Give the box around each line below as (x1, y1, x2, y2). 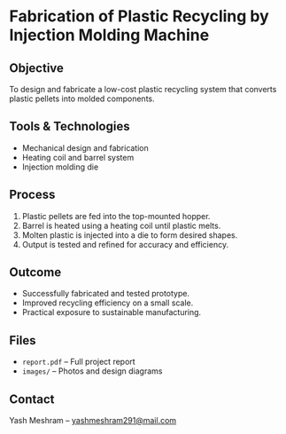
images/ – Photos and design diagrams (21, 366, 163, 376)
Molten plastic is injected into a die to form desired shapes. (21, 229, 238, 241)
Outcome (9, 264, 62, 280)
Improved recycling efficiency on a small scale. (21, 297, 194, 308)
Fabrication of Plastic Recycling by (9, 6, 270, 27)
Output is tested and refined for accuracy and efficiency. (21, 239, 228, 249)
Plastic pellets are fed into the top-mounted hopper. (21, 210, 211, 221)
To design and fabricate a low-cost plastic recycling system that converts (9, 84, 277, 94)
